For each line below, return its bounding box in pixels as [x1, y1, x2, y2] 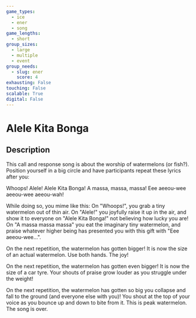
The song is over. [6, 305, 48, 312]
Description [6, 145, 50, 155]
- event [11, 58, 31, 64]
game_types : [6, 8, 35, 15]
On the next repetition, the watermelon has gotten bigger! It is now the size [6, 245, 188, 252]
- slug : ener [11, 69, 44, 75]
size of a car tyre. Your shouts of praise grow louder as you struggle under [6, 269, 187, 276]
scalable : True [6, 91, 44, 97]
